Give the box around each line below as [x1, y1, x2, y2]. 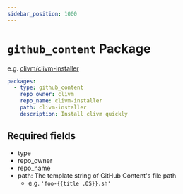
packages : [7, 78, 37, 85]
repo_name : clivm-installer [20, 97, 102, 104]
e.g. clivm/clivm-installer [7, 64, 79, 73]
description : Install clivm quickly [20, 110, 129, 117]
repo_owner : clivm [20, 91, 74, 98]
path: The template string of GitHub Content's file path [17, 171, 177, 180]
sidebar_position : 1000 [7, 10, 78, 18]
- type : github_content [13, 84, 83, 92]
